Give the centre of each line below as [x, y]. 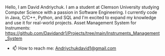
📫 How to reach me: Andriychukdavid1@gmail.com [64, 48]
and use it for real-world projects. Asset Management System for [71, 23]
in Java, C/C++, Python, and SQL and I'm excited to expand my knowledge [81, 17]
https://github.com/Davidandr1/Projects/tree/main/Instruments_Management [82, 33]
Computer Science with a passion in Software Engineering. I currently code [81, 12]
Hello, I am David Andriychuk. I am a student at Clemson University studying [82, 7]
